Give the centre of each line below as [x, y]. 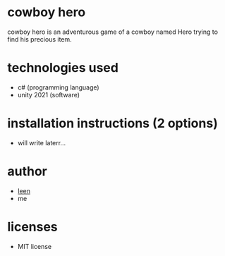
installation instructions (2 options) [113, 123]
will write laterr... [42, 142]
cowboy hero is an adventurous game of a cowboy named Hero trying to [113, 32]
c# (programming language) [59, 87]
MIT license [34, 246]
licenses [32, 227]
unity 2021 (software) [48, 95]
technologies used [63, 68]
